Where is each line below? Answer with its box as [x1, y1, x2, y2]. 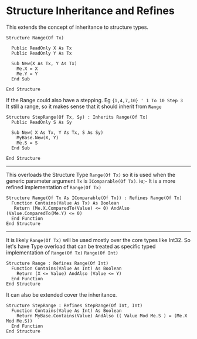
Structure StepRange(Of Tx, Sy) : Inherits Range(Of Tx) [6, 114, 148, 120]
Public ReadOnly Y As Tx [11, 50, 72, 56]
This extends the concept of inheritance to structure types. [6, 24, 148, 31]
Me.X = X [16, 66, 38, 72]
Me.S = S [16, 140, 38, 146]
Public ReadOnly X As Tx [11, 45, 72, 51]
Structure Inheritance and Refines [6, 4, 175, 18]
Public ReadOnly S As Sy [11, 119, 72, 125]
